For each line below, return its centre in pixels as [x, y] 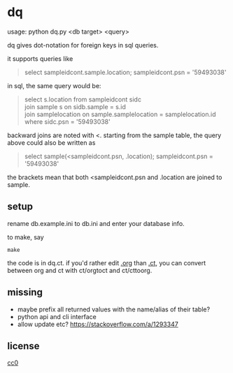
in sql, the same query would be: [54, 85]
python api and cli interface [57, 316]
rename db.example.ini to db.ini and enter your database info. [96, 223]
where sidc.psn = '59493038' [67, 121]
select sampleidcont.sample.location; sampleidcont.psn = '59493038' [125, 72]
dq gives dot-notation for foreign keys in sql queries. [83, 45]
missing [25, 292]
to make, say [26, 237]
